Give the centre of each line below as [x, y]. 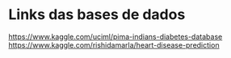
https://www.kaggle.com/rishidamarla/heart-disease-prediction [114, 44]
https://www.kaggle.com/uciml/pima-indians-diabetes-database [115, 37]
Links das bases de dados [97, 15]
